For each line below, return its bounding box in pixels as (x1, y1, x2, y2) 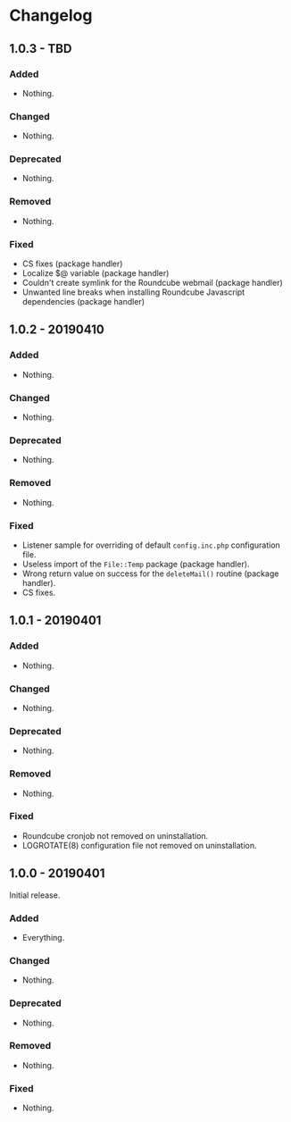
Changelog (9, 5, 93, 26)
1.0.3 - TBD (9, 41, 72, 56)
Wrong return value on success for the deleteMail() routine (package (21, 568, 279, 579)
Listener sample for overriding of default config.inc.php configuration (21, 540, 281, 550)
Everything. (21, 932, 65, 942)
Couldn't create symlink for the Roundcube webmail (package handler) (21, 278, 283, 289)
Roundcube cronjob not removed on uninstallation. (21, 830, 209, 841)
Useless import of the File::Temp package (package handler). (21, 558, 250, 569)
